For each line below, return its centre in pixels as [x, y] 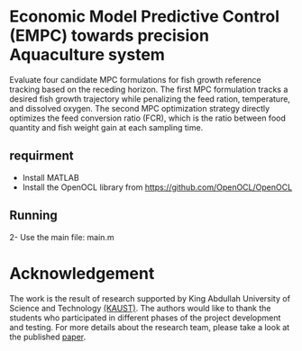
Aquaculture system [87, 55]
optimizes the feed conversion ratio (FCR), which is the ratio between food [147, 118]
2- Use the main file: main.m [62, 237]
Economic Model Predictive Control [145, 17]
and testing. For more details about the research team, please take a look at [150, 327]
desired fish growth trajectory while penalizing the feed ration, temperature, [150, 99]
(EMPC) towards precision [110, 36]
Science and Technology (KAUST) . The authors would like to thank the [140, 308]
